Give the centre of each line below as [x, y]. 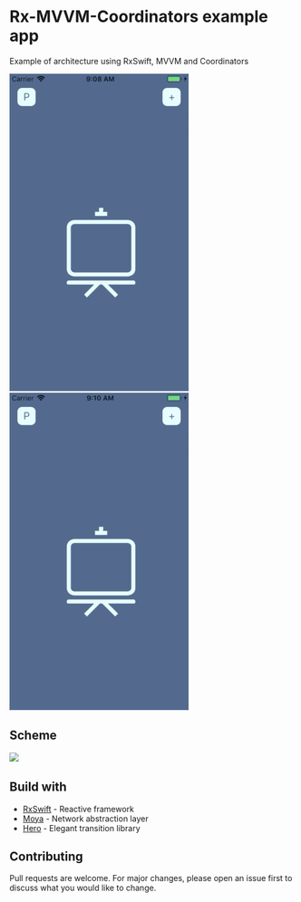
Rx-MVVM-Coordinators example [139, 17]
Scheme [33, 736]
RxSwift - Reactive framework [78, 809]
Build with [38, 787]
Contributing [46, 856]
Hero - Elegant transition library [81, 828]
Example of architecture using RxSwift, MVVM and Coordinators [129, 61]
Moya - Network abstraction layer [85, 819]
